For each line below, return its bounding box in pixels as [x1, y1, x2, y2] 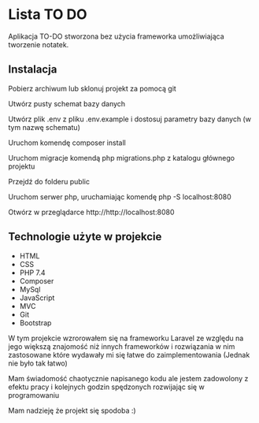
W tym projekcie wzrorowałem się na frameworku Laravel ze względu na [8, 333, 244, 343]
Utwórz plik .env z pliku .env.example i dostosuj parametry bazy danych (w [8, 114, 252, 124]
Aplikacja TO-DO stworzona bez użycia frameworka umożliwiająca [8, 32, 224, 41]
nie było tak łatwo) [8, 358, 68, 368]
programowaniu [8, 390, 60, 399]
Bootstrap [19, 317, 52, 328]
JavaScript [19, 293, 55, 302]
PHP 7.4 [19, 268, 46, 277]
